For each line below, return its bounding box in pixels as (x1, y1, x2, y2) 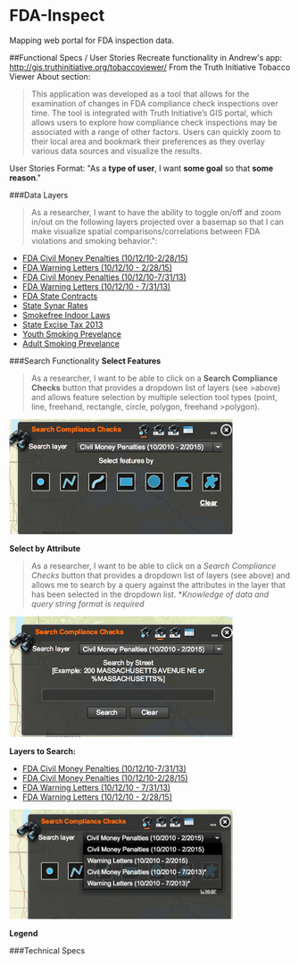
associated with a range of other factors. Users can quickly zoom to (30, 126, 281, 137)
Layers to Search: (9, 746, 76, 757)
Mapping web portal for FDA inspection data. (9, 35, 175, 46)
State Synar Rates (21, 300, 88, 311)
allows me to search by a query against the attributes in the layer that (30, 580, 286, 591)
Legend (9, 927, 38, 938)
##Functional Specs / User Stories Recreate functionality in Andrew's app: (9, 52, 283, 63)
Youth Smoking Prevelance (21, 328, 122, 340)
